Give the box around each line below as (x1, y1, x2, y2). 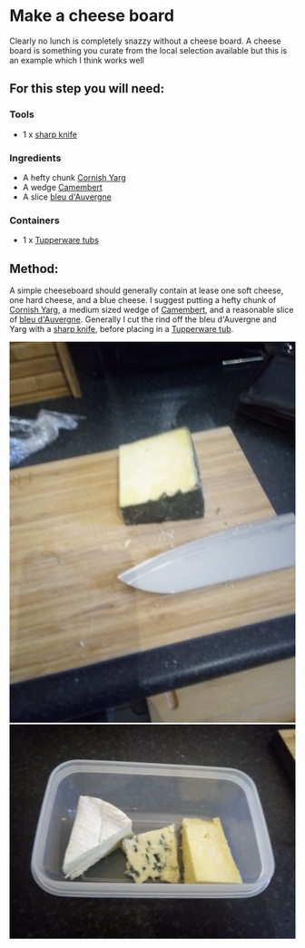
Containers (9, 214, 61, 227)
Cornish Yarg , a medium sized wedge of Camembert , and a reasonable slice (9, 305, 294, 316)
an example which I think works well (9, 54, 145, 65)
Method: (9, 260, 59, 277)
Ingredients (9, 151, 62, 164)
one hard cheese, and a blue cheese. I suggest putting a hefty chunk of (9, 295, 277, 306)
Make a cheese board (9, 5, 175, 26)
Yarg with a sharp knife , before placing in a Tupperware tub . (9, 324, 234, 335)
